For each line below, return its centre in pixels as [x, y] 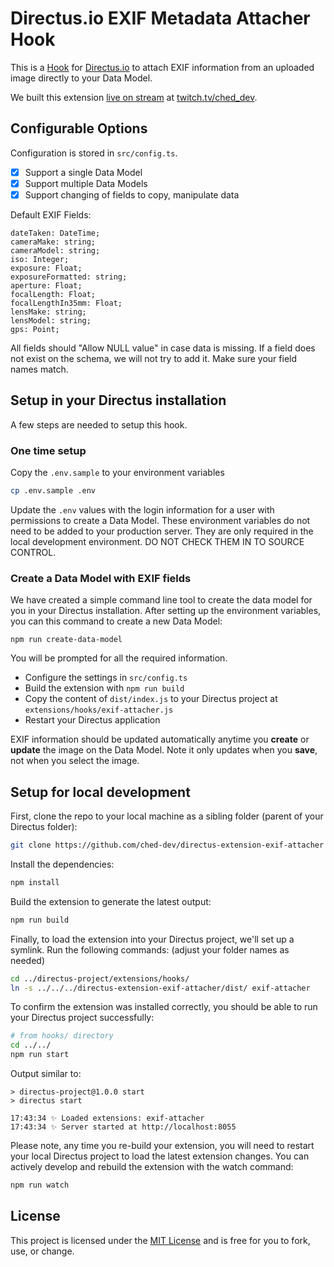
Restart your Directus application [92, 720]
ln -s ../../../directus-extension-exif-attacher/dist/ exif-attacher [160, 988]
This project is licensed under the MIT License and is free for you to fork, [160, 1240]
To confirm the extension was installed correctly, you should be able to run [164, 1007]
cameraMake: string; [53, 242]
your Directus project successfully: [82, 1018]
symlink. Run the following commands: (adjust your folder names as [150, 949]
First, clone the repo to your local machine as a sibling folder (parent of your [167, 816]
